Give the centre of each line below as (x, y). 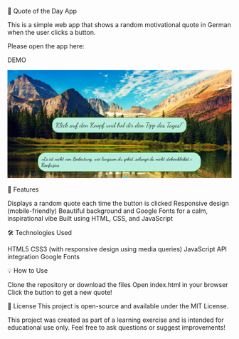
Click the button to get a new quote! (60, 292)
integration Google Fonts (44, 256)
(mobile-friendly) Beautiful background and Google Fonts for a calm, (108, 211)
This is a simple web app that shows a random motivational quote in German (119, 25)
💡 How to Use (28, 270)
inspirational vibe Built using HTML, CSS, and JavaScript (90, 218)
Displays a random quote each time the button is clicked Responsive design (118, 203)
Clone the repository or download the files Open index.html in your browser (118, 284)
